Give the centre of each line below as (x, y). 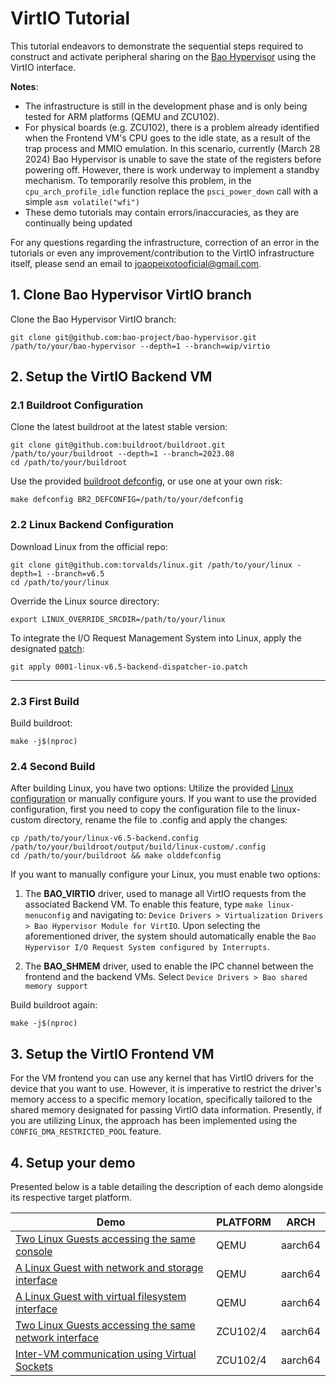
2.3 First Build (45, 701)
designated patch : (47, 648)
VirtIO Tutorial (70, 18)
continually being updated (78, 223)
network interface (57, 1337)
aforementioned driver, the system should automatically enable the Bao (170, 936)
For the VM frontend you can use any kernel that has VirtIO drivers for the (162, 1078)
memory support (56, 987)
